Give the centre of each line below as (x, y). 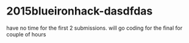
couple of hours (26, 34)
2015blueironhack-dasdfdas (80, 11)
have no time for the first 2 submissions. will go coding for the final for (94, 28)
